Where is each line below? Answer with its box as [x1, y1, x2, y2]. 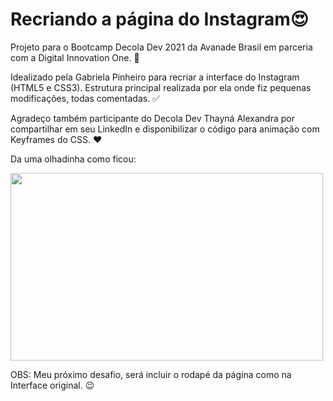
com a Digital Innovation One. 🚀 [10, 51, 140, 63]
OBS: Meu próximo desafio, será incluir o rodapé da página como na [10, 368, 292, 380]
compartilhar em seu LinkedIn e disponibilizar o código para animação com [10, 123, 320, 135]
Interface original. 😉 [10, 379, 95, 391]
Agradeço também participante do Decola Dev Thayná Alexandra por [10, 112, 295, 124]
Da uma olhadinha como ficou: [10, 153, 137, 165]
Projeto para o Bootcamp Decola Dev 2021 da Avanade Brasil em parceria [10, 41, 313, 53]
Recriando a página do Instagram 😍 [10, 8, 309, 31]
